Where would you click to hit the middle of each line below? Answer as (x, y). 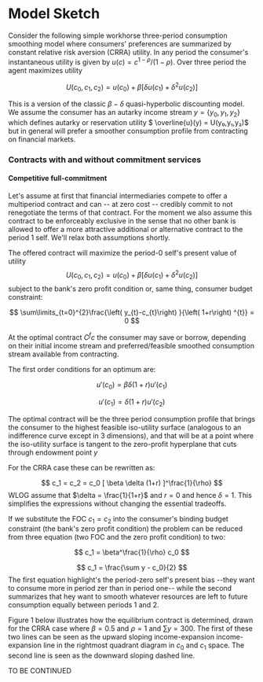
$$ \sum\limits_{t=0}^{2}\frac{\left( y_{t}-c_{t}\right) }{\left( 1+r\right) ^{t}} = (132, 312)
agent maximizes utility (45, 70)
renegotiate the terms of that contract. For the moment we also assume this (130, 212)
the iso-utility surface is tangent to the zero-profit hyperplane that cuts (122, 444)
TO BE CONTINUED (40, 671)
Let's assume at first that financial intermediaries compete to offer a (118, 195)
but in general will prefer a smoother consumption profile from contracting (128, 131)
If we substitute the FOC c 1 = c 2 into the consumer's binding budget (119, 520)
